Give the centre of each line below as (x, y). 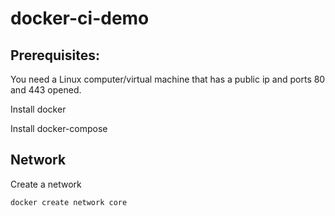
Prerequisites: (55, 55)
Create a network (46, 184)
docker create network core (69, 202)
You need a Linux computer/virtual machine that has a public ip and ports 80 (168, 79)
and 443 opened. (46, 90)
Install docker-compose (59, 128)
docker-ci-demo (80, 18)
